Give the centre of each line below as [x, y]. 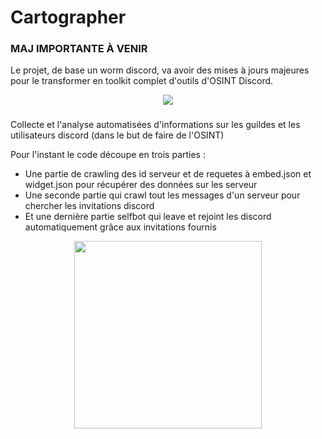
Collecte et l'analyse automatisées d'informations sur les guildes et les [155, 125]
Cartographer [68, 17]
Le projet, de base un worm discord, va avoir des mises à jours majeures [160, 70]
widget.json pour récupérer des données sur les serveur [141, 185]
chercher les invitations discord [89, 206]
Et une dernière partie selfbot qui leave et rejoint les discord [148, 217]
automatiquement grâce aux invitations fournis [120, 227]
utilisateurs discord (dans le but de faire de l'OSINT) [117, 135]
